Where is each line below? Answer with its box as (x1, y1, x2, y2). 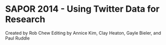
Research (5, 14, 46, 25)
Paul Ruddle (5, 35, 30, 41)
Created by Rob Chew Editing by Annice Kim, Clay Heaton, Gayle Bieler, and (5, 30, 161, 36)
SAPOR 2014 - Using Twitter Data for (5, 3, 160, 15)
